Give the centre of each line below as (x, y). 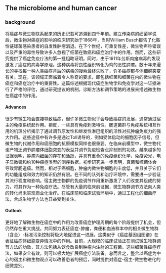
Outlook (14, 211)
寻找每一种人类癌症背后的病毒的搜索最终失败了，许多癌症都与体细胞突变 (87, 71)
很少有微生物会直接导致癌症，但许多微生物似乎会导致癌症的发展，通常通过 (81, 119)
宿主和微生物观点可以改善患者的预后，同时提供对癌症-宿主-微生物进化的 (87, 260)
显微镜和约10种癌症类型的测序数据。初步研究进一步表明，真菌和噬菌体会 (83, 162)
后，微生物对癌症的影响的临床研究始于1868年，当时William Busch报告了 (79, 40)
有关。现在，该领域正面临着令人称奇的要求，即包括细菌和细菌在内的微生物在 (83, 77)
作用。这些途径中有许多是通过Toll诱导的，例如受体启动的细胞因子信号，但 (84, 137)
